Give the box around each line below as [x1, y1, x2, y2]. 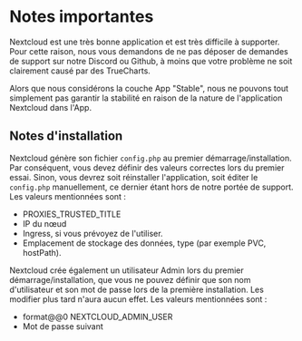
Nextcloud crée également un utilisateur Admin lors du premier [9, 265, 244, 276]
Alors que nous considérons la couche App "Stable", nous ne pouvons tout [9, 83, 288, 93]
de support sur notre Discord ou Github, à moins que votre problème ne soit [9, 55, 293, 66]
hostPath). [22, 247, 62, 258]
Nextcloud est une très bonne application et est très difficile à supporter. [9, 36, 280, 47]
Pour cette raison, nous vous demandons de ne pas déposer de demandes [9, 45, 288, 56]
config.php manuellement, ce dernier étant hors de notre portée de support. [9, 181, 294, 192]
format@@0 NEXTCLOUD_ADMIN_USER [22, 311, 173, 322]
